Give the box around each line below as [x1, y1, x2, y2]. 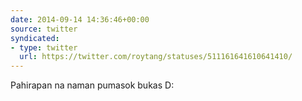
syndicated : [10, 33, 60, 43]
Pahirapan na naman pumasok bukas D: [10, 79, 175, 91]
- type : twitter [10, 42, 78, 53]
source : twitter [10, 24, 78, 34]
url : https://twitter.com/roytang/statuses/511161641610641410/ [19, 52, 293, 62]
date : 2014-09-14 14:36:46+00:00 [10, 14, 150, 25]
